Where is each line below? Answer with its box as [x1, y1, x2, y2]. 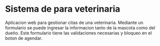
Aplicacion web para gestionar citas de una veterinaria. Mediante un [5, 20, 144, 25]
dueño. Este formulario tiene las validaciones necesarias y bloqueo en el [5, 30, 152, 36]
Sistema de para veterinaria [5, 3, 121, 15]
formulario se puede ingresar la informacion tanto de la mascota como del [5, 24, 156, 30]
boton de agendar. [5, 35, 43, 41]
